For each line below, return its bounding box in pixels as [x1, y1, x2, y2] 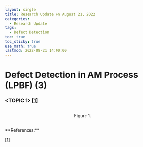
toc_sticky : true [5, 39, 41, 44]
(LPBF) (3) [5, 79, 47, 91]
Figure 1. [74, 112, 91, 118]
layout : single [5, 7, 36, 12]
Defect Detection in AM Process [5, 69, 139, 80]
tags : [5, 25, 16, 30]
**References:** [5, 127, 40, 133]
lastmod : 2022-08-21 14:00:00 [5, 48, 67, 53]
